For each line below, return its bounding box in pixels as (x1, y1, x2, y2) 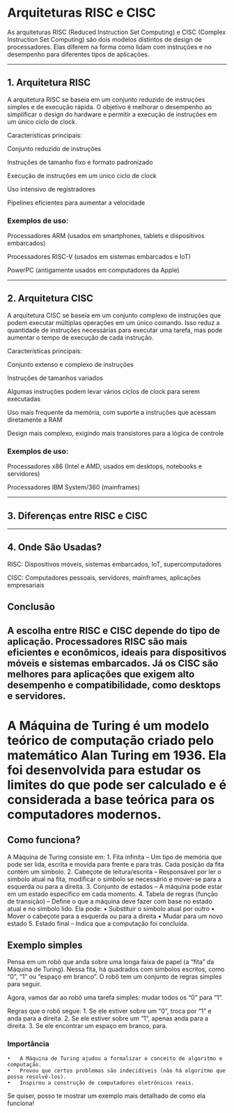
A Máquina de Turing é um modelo (7, 718, 210, 734)
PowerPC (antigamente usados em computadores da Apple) (7, 266, 180, 274)
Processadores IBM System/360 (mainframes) (7, 483, 141, 491)
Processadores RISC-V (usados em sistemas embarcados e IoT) (7, 253, 192, 261)
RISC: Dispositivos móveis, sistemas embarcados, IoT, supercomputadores (7, 560, 221, 568)
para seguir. (7, 980, 42, 988)
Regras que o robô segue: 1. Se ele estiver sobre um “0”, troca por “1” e (7, 1007, 212, 1016)
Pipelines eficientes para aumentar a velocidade (7, 198, 146, 207)
